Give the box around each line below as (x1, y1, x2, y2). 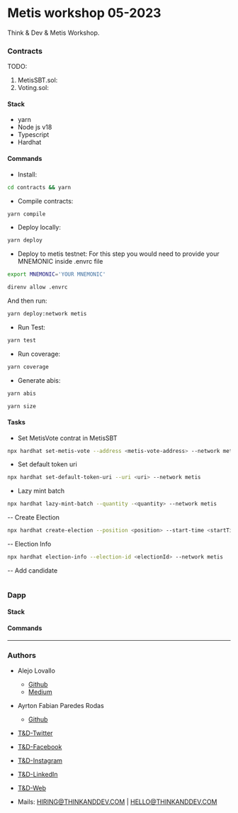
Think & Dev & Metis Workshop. (7, 28, 100, 37)
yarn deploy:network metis (7, 310, 87, 318)
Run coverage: (17, 349, 61, 358)
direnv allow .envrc (7, 284, 69, 291)
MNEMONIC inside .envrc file (17, 257, 103, 266)
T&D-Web (17, 783, 47, 792)
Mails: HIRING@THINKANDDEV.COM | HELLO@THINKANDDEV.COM (17, 797, 217, 806)
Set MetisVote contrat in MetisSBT (17, 434, 118, 442)
